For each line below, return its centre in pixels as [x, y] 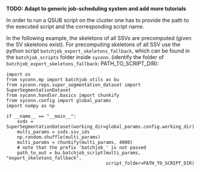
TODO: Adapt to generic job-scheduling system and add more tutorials [96, 9]
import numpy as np [31, 106]
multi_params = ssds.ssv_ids [53, 132]
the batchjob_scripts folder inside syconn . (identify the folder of [85, 57]
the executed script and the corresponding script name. [75, 27]
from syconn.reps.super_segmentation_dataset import [74, 85]
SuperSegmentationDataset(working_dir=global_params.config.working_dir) [101, 127]
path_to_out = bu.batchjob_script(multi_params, [79, 153]
